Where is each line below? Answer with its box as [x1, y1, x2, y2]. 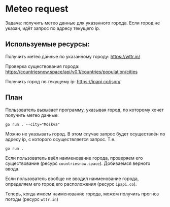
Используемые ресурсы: [5, 40, 90, 49]
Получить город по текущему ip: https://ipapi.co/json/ [5, 78, 121, 84]
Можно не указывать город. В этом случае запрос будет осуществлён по [5, 130, 165, 137]
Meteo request [5, 3, 69, 15]
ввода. [5, 165, 20, 171]
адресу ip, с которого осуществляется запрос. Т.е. [5, 136, 116, 142]
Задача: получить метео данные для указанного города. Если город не [5, 20, 160, 26]
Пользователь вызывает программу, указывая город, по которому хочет [5, 107, 164, 113]
